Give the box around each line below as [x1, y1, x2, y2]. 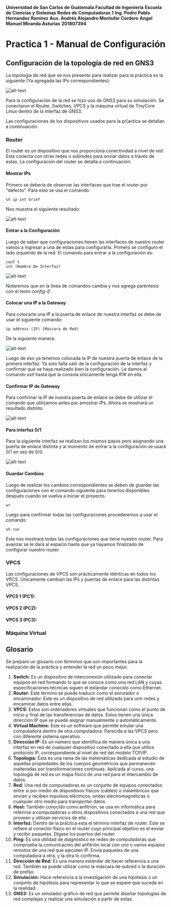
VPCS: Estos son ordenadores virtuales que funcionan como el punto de [13, 706, 166, 713]
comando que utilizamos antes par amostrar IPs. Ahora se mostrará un [6, 400, 154, 406]
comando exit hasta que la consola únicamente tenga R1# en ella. [6, 371, 143, 377]
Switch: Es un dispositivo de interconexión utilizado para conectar [13, 674, 153, 680]
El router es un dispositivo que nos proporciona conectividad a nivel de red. [6, 148, 164, 154]
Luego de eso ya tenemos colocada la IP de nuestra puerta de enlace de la [6, 355, 163, 361]
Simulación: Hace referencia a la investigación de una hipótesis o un [13, 874, 158, 880]
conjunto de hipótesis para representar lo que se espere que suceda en [13, 879, 163, 886]
